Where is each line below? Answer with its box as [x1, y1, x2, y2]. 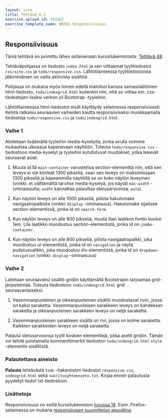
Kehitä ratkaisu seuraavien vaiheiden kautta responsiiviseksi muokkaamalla [5, 109, 160, 116]
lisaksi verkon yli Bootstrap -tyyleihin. [29, 94, 107, 101]
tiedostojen [5, 94, 29, 101]
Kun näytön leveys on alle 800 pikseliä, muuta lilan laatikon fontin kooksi [12, 216, 162, 222]
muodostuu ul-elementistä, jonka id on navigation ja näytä [12, 242, 133, 248]
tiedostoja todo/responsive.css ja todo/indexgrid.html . [5, 115, 119, 121]
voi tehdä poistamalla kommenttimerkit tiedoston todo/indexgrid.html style [5, 338, 162, 344]
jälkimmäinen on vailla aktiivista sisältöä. [5, 74, 89, 80]
